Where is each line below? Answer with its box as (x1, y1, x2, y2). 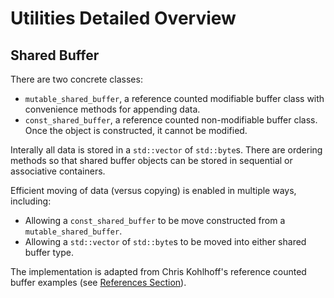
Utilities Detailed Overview (10, 7, 237, 30)
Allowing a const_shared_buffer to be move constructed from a (24, 215, 286, 226)
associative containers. (10, 165, 106, 177)
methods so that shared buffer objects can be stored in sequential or (10, 155, 293, 166)
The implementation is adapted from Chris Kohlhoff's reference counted (10, 266, 307, 277)
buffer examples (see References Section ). (10, 277, 187, 288)
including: (10, 195, 52, 207)
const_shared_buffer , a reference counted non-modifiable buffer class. (24, 114, 318, 126)
